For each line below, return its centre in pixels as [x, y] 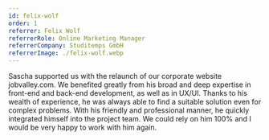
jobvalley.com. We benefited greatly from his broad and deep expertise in [130, 84]
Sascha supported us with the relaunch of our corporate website [115, 76]
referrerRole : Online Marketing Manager [77, 38]
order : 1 [23, 23]
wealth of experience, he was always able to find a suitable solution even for [135, 102]
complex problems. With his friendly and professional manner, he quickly [129, 110]
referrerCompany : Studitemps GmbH [66, 46]
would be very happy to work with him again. [83, 127]
